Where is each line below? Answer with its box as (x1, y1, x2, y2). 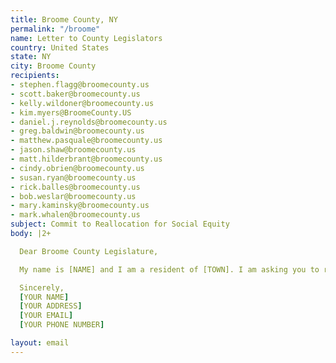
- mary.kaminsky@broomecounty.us (10, 201, 150, 211)
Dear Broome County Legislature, (19, 246, 159, 256)
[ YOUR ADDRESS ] (19, 301, 83, 311)
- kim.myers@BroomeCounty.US (10, 107, 132, 118)
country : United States (10, 42, 110, 53)
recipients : (10, 71, 60, 81)
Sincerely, (19, 282, 65, 293)
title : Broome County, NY (10, 14, 118, 25)
